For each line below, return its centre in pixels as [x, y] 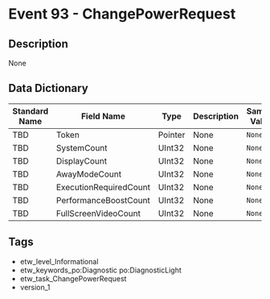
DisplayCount [81, 160]
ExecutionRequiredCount [103, 187]
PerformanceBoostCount [103, 200]
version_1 [35, 287]
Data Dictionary [48, 88]
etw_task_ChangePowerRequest [73, 278]
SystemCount [82, 147]
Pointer [172, 135]
